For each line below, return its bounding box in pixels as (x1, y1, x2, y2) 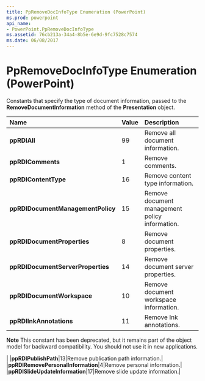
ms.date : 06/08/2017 (6, 37, 59, 43)
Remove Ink (144, 313, 178, 322)
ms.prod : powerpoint (6, 15, 59, 21)
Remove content (144, 171, 192, 179)
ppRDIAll (9, 136, 35, 145)
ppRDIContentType (9, 175, 66, 184)
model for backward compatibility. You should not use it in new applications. (6, 342, 198, 350)
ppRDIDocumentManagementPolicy (9, 204, 116, 213)
